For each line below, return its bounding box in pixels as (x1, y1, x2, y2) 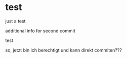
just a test (5, 18, 26, 24)
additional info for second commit (5, 27, 75, 33)
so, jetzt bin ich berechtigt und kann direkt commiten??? (5, 47, 122, 53)
